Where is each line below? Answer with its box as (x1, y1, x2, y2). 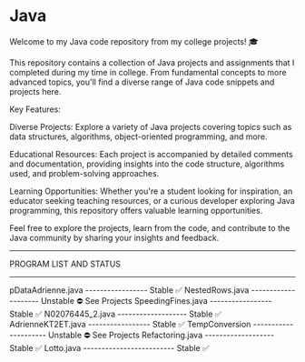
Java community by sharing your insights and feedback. (9, 232, 220, 243)
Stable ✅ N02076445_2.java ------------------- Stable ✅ (9, 308, 222, 319)
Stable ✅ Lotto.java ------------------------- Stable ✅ (9, 342, 211, 353)
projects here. (9, 85, 62, 96)
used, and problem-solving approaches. (9, 167, 160, 178)
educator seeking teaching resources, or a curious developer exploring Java (9, 195, 295, 206)
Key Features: (9, 104, 61, 115)
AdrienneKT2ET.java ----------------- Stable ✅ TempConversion (9, 318, 251, 329)
